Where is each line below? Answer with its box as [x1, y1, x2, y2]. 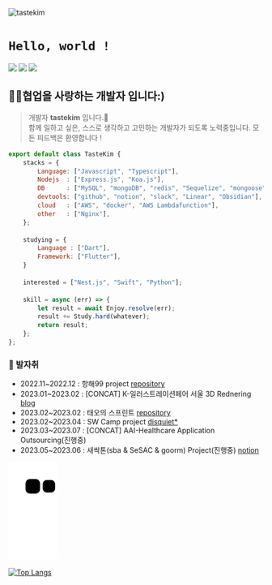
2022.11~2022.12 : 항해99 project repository [19, 379, 165, 389]
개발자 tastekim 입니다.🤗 [28, 112, 109, 122]
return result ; [37, 321, 89, 329]
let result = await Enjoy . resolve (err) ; [37, 304, 176, 312]
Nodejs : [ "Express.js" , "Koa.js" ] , [37, 175, 164, 184]
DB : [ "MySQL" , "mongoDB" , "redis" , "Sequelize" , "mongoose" [37, 184, 266, 192]
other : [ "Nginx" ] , [37, 209, 111, 218]
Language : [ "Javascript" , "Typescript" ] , [37, 167, 180, 175]
